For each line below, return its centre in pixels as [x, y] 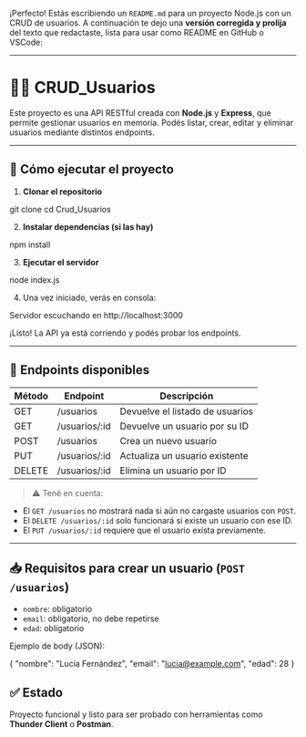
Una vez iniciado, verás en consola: [89, 297]
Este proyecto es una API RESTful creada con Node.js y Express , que [140, 112]
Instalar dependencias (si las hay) [88, 226]
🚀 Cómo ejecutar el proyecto [92, 169]
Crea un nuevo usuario [168, 441]
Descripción [186, 396]
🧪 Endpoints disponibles [80, 370]
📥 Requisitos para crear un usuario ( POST [127, 568]
